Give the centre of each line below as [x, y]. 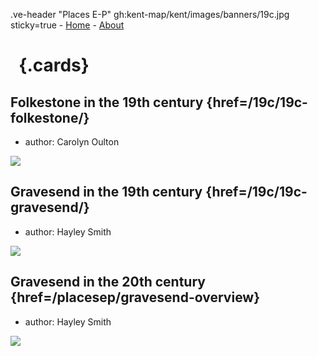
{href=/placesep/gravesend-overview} [135, 297]
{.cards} [54, 65]
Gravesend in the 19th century [106, 192]
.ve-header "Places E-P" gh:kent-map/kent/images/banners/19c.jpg [150, 14]
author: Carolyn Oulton [72, 142]
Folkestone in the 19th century [107, 102]
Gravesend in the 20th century [108, 282]
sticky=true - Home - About [67, 25]
